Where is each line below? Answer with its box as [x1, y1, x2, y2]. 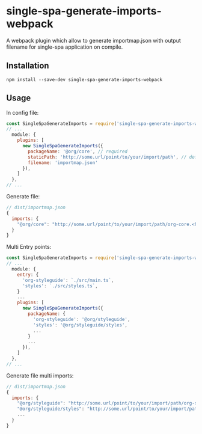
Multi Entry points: [6, 243, 52, 251]
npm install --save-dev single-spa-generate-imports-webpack [6, 76, 163, 82]
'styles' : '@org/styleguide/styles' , [32, 322, 128, 328]
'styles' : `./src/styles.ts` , [22, 283, 98, 289]
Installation [6, 61, 49, 71]
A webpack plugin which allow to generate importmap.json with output [6, 37, 182, 44]
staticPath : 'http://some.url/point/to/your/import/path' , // [28, 154, 187, 160]
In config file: [6, 109, 39, 116]
